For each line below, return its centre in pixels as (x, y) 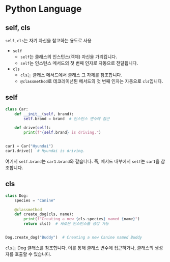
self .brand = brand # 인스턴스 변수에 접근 (67, 119)
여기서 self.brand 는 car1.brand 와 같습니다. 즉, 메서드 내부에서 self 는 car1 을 (82, 161)
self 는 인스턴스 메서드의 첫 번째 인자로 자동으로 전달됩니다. (79, 63)
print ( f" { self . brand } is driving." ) (62, 133)
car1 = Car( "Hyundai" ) (29, 146)
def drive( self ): (33, 128)
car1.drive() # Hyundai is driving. (45, 151)
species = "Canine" (35, 200)
